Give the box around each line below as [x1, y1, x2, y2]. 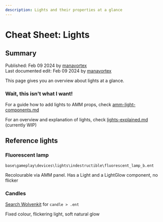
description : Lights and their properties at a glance [5, 7, 123, 13]
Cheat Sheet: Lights [5, 29, 90, 40]
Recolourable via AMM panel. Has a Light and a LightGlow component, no [5, 172, 158, 178]
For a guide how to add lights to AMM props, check [5, 101, 112, 107]
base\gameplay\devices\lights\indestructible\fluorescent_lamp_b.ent [5, 163, 154, 168]
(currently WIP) [5, 122, 37, 128]
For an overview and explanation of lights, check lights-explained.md [5, 116, 148, 122]
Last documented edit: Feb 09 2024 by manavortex [5, 67, 112, 73]
